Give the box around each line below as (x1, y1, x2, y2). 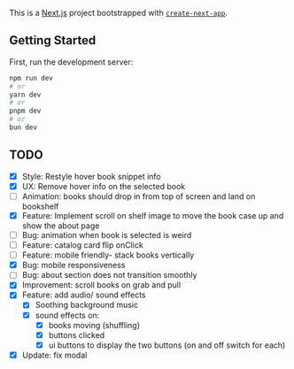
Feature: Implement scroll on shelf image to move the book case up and (21, 210, 284, 220)
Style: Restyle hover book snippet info (21, 171, 161, 181)
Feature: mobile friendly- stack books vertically (21, 250, 195, 260)
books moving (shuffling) (48, 319, 140, 330)
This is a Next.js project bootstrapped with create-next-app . (9, 8, 228, 18)
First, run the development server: (9, 57, 134, 67)
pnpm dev (9, 106, 42, 116)
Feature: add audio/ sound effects (21, 289, 146, 300)
